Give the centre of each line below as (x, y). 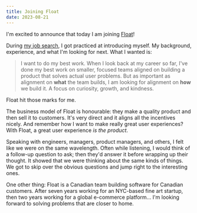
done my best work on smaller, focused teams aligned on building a (103, 69)
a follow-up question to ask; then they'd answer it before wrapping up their (97, 154)
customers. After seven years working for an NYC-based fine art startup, (95, 191)
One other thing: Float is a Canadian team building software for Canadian (95, 185)
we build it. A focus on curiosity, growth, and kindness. (87, 88)
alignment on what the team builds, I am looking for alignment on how (106, 82)
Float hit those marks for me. (41, 100)
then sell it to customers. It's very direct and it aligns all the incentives (91, 117)
